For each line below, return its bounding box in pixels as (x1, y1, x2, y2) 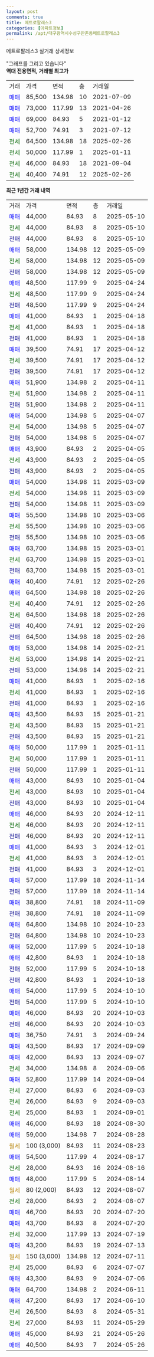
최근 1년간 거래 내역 (6, 187, 51, 194)
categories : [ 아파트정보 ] (6, 25, 64, 31)
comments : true (6, 14, 44, 20)
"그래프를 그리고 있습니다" (6, 60, 67, 67)
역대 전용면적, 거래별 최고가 (6, 67, 69, 74)
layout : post (6, 8, 38, 15)
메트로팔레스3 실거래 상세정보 (6, 48, 74, 55)
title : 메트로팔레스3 (6, 19, 52, 25)
